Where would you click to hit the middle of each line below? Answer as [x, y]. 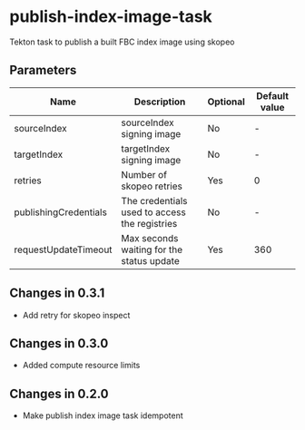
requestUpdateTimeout [63, 249]
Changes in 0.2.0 [59, 393]
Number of [144, 174]
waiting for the [152, 249]
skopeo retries [152, 186]
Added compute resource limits [81, 366]
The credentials [154, 200]
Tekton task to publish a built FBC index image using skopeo [122, 42]
